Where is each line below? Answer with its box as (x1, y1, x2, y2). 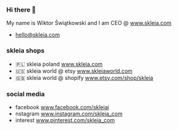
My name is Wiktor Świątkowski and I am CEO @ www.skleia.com (6, 20, 172, 27)
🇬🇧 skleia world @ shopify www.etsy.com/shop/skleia (15, 74, 154, 81)
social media (6, 90, 45, 98)
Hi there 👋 (6, 5, 37, 14)
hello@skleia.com (15, 31, 60, 38)
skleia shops (6, 46, 45, 55)
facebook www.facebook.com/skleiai (15, 103, 109, 110)
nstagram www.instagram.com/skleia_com (15, 110, 123, 117)
